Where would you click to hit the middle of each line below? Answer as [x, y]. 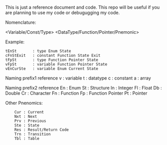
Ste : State [27, 125]
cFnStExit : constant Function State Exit [53, 55]
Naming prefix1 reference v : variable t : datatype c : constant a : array [78, 78]
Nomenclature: [21, 22]
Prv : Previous [30, 121]
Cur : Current [29, 112]
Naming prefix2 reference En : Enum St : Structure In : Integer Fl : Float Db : [83, 88]
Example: [15, 42]
